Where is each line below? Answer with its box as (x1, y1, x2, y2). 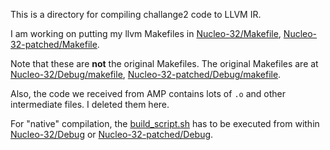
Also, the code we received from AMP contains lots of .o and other (10, 88, 286, 99)
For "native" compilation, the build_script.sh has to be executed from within (10, 118, 320, 129)
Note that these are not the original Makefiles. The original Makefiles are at (10, 58, 319, 69)
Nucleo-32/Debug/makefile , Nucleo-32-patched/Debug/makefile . (10, 69, 282, 80)
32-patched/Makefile (10, 39, 98, 50)
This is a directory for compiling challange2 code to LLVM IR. (10, 9, 262, 20)
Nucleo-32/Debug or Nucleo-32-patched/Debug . (10, 129, 214, 140)
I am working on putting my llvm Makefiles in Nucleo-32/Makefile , (10, 28, 282, 39)
